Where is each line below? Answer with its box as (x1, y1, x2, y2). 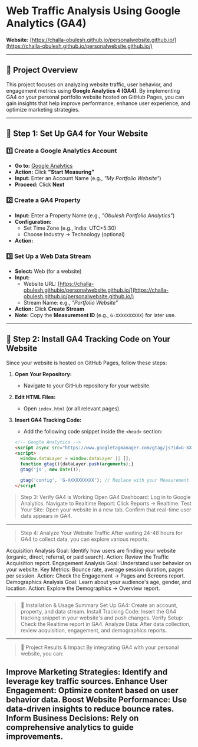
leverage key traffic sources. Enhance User (6, 676, 168, 686)
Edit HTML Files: (14, 393, 56, 400)
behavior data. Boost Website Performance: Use (6, 695, 187, 705)
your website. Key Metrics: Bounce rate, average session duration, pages (6, 566, 184, 573)
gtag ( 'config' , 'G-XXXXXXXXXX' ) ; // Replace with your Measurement (20, 477, 190, 484)
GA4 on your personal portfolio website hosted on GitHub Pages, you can (6, 93, 184, 100)
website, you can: (20, 650, 64, 657)
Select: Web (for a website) (14, 268, 82, 275)
